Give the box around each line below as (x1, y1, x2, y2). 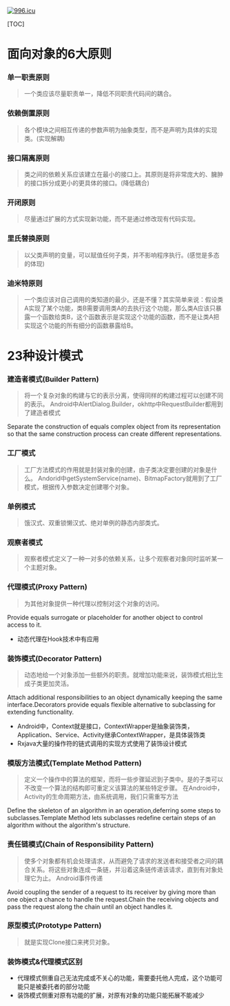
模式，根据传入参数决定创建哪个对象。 (23, 482, 133, 491)
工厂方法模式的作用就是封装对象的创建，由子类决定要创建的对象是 (23, 465, 211, 473)
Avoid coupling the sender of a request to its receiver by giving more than (7, 888, 216, 896)
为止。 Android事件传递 (36, 874, 103, 882)
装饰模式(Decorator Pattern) (7, 654, 102, 663)
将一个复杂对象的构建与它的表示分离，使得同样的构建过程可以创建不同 (23, 391, 224, 400)
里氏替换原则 (7, 234, 50, 243)
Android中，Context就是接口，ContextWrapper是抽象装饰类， (17, 722, 194, 730)
